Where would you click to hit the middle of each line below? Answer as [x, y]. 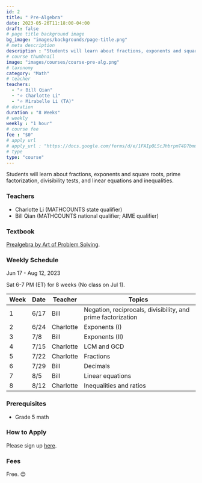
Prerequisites [26, 404]
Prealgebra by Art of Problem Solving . [53, 244]
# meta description [31, 46]
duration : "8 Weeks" [33, 112]
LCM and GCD [104, 346]
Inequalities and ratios [115, 386]
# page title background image [45, 34]
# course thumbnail [31, 57]
